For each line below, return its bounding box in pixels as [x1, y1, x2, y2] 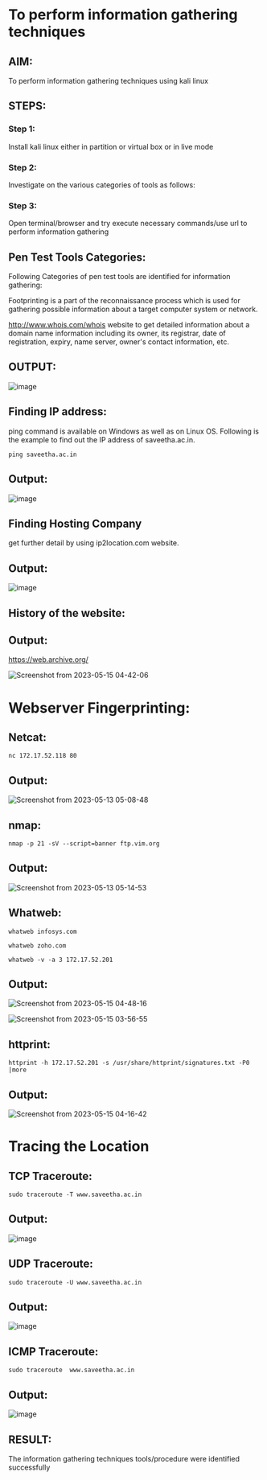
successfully [8, 1462, 51, 1472]
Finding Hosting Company [8, 516, 142, 530]
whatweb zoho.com [8, 941, 67, 950]
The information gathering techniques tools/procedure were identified [8, 1453, 240, 1463]
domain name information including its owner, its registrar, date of [8, 328, 227, 339]
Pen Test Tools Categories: [8, 250, 146, 264]
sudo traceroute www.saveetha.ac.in [8, 1366, 135, 1375]
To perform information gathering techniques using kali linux [8, 76, 209, 85]
